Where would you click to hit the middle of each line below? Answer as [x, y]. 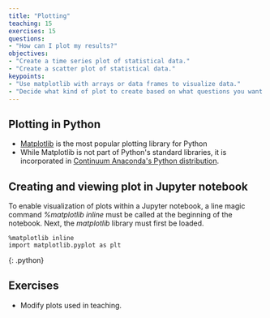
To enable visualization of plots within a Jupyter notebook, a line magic [127, 206]
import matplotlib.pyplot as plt [65, 245]
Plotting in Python [55, 124]
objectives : [28, 54]
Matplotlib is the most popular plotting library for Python [114, 144]
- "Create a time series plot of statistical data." [99, 62]
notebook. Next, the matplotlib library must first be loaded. [106, 223]
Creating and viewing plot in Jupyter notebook [129, 186]
